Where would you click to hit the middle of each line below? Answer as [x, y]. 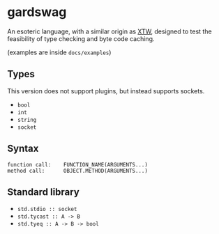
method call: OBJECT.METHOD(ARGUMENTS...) [78, 171]
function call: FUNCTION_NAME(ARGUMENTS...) [78, 164]
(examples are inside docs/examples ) [59, 52]
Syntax [23, 149]
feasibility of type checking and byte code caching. [81, 38]
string [27, 120]
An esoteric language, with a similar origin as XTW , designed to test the [109, 31]
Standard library [44, 192]
